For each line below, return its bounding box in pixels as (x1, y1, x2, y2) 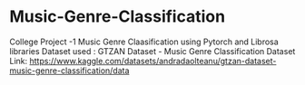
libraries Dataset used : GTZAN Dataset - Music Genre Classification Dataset (9, 45, 296, 56)
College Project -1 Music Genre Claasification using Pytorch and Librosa (9, 36, 279, 47)
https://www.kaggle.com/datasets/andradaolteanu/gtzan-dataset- (29, 55, 277, 66)
